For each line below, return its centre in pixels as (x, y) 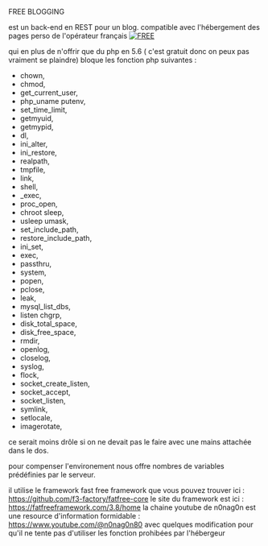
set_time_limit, (43, 110)
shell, (29, 187)
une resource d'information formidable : (74, 516)
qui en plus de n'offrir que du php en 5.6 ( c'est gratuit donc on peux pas (129, 51)
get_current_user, (49, 93)
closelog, (35, 358)
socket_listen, (43, 401)
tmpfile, (33, 170)
